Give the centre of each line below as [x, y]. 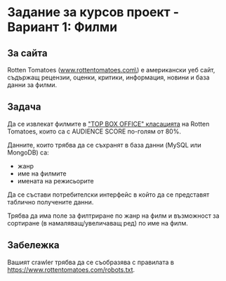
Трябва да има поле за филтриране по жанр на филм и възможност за [113, 216]
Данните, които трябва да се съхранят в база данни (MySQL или [104, 145]
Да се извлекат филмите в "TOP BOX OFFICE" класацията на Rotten [108, 124]
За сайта [27, 53]
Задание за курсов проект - [93, 12]
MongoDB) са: [28, 152]
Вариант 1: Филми [62, 27]
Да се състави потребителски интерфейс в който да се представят [108, 195]
